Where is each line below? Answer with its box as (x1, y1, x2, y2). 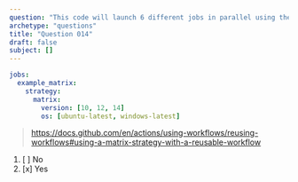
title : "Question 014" (9, 29, 93, 38)
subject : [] (9, 46, 53, 55)
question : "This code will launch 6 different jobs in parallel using (9, 12, 276, 22)
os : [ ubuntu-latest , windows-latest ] (41, 112, 180, 121)
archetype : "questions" (9, 21, 98, 30)
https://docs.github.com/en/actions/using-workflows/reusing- (30, 128, 259, 138)
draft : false (9, 37, 58, 47)
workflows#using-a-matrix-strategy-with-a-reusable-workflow (30, 137, 262, 147)
